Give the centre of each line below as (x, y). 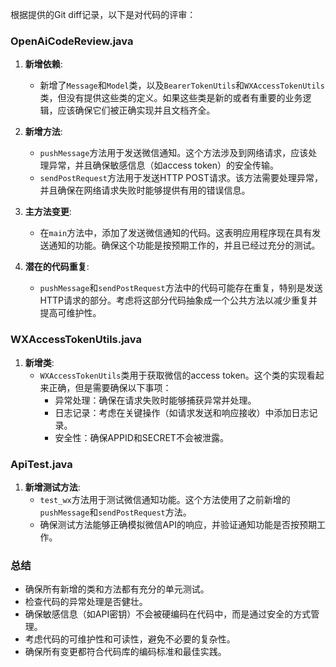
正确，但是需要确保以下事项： (110, 387)
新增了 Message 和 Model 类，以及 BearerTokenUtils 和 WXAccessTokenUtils (182, 85)
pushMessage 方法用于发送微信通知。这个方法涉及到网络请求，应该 (174, 153)
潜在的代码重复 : (57, 267)
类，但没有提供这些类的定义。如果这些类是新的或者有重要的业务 (171, 98)
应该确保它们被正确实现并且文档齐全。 (136, 110)
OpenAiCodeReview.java (72, 41)
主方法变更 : (48, 212)
